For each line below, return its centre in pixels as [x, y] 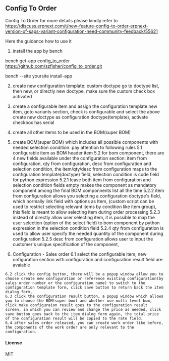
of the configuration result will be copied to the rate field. [74, 318]
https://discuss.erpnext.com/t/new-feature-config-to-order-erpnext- [77, 26]
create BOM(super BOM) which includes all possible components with [85, 142]
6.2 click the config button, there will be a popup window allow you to [84, 274]
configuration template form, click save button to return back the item [84, 287]
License [14, 343]
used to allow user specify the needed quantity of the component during [88, 233]
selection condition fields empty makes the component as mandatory [84, 185]
